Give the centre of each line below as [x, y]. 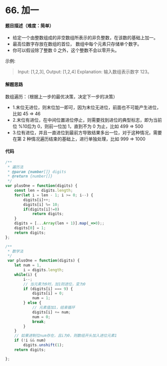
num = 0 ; [41, 317]
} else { [32, 303]
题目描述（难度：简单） [29, 25]
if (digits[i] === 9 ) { [48, 289]
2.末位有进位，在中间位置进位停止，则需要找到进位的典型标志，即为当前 [87, 120]
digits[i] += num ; [51, 312]
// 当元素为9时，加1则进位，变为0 [54, 284]
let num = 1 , [28, 266]
